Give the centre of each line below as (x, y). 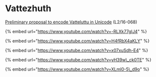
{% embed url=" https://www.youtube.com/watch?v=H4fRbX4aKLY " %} (77, 41)
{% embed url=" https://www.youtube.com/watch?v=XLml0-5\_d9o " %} (77, 69)
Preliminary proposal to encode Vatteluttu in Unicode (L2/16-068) (71, 22)
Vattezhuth (28, 9)
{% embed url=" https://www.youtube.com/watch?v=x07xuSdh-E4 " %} (77, 50)
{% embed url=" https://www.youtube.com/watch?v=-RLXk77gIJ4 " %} (76, 31)
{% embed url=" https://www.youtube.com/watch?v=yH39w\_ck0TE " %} (78, 59)
